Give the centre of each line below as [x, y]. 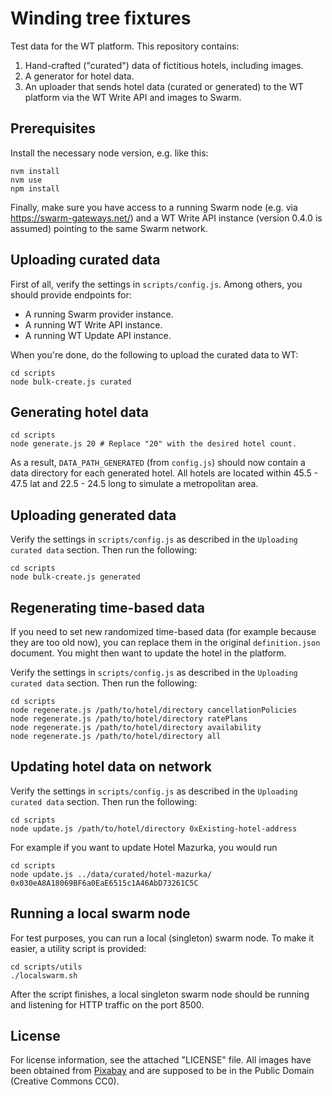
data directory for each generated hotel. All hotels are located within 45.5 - [164, 473]
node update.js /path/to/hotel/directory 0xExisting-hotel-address [154, 828]
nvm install [35, 171]
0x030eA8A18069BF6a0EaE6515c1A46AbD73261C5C [104, 883]
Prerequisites [53, 128]
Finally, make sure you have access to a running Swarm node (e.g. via [154, 207]
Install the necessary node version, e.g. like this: [109, 153]
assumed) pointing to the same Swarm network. [109, 228]
